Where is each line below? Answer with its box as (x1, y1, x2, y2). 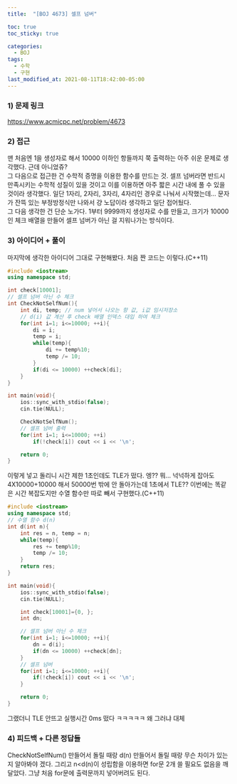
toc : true (7, 23, 37, 31)
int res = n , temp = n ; (20, 529, 91, 537)
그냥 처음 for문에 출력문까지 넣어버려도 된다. (28, 769, 151, 778)
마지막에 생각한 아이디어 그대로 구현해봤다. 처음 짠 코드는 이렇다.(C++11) (7, 253, 209, 262)
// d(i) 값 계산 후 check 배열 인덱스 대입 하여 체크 (20, 313, 161, 320)
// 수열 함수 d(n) (7, 517, 56, 524)
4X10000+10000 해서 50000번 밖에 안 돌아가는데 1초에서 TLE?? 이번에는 (7, 480, 214, 489)
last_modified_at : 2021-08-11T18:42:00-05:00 (7, 75, 144, 83)
